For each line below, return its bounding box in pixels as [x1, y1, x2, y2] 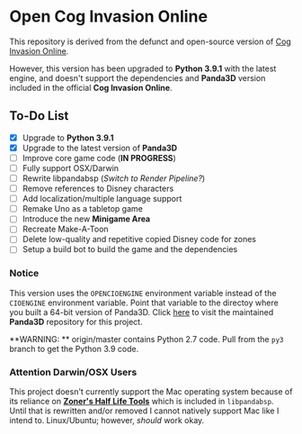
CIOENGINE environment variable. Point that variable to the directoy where [9, 297, 279, 308]
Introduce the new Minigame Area [22, 213, 151, 224]
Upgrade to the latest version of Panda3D [22, 142, 178, 153]
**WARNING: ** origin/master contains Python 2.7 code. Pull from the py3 [9, 333, 284, 344]
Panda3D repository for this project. [9, 316, 143, 327]
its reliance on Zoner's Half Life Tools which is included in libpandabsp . [9, 396, 274, 407]
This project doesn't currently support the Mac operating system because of [9, 386, 293, 397]
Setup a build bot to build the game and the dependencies [22, 244, 238, 255]
